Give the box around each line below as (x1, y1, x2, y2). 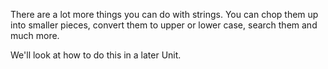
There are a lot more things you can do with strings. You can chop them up (10, 9, 319, 20)
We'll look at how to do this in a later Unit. (10, 49, 182, 61)
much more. (10, 30, 60, 41)
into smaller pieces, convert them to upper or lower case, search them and (10, 19, 318, 31)
